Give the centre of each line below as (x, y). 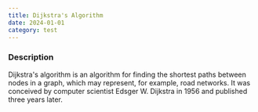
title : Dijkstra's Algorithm (56, 15)
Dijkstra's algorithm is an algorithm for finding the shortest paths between (127, 74)
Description (31, 57)
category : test (33, 30)
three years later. (35, 99)
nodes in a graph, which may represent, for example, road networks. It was (129, 82)
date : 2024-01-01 (36, 23)
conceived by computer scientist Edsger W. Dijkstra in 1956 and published (128, 91)
